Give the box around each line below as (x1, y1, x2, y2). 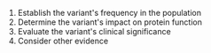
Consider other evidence (17, 35, 109, 46)
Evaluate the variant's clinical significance (17, 26, 171, 36)
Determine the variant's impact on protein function (17, 17, 202, 27)
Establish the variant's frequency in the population (17, 8, 202, 18)
